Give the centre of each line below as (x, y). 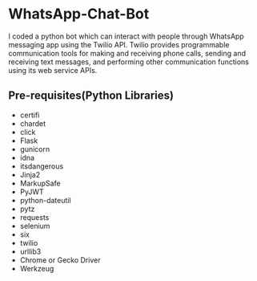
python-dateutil (45, 200)
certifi (30, 115)
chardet (33, 123)
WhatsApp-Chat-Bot (79, 14)
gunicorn (35, 149)
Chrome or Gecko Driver (60, 260)
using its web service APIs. (53, 70)
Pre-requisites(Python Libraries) (91, 96)
